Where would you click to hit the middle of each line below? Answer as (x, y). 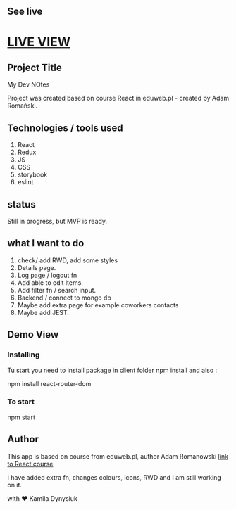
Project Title (35, 67)
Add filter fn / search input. (57, 290)
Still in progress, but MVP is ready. (57, 222)
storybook (32, 174)
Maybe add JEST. (43, 312)
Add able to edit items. (50, 282)
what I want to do (46, 243)
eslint (25, 182)
